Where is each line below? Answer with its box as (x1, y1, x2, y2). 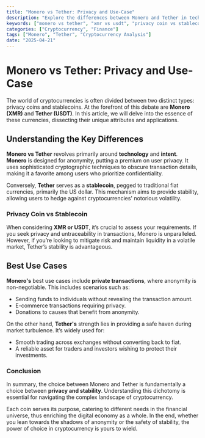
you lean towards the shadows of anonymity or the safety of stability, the (6, 418, 190, 426)
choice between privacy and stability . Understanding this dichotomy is (6, 387, 186, 395)
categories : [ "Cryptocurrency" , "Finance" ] (6, 26, 119, 32)
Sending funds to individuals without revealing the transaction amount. (15, 295, 193, 302)
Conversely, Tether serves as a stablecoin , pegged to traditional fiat (6, 181, 179, 189)
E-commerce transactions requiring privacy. (15, 302, 126, 309)
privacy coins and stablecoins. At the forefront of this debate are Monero (6, 103, 190, 111)
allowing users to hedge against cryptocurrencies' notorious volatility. (6, 194, 182, 202)
